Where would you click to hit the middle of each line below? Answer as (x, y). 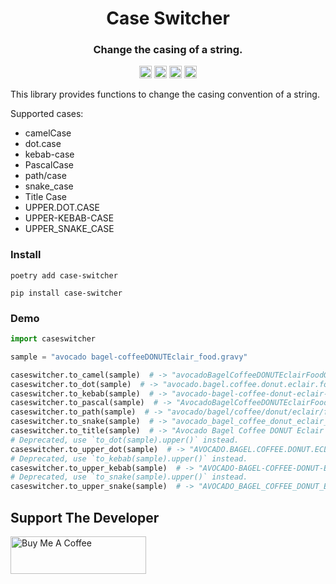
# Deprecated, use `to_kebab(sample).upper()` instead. (129, 458)
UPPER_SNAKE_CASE (69, 229)
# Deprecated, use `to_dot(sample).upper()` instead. (125, 440)
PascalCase (49, 165)
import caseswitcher (53, 339)
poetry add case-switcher (64, 275)
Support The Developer (85, 517)
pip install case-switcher (66, 293)
